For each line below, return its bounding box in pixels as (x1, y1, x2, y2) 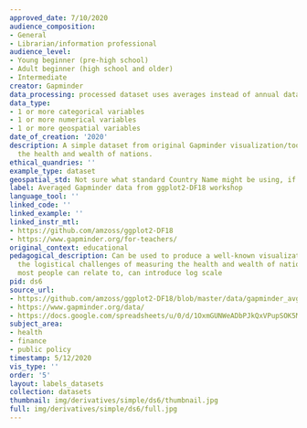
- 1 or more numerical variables (9, 115, 137, 124)
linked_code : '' (9, 200, 71, 210)
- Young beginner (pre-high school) (9, 56, 149, 65)
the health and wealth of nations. (17, 149, 153, 158)
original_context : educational (9, 243, 129, 252)
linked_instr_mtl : (9, 217, 79, 227)
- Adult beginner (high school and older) (9, 65, 174, 74)
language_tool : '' (9, 192, 79, 201)
